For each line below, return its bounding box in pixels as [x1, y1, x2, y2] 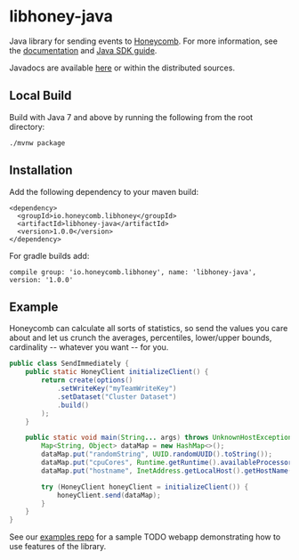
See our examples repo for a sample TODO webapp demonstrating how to [9, 532, 281, 542]
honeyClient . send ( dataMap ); [56, 491, 162, 499]
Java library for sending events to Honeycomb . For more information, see [9, 36, 279, 46]
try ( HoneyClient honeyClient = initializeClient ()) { [41, 483, 249, 491]
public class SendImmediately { [9, 359, 129, 369]
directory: [9, 121, 45, 132]
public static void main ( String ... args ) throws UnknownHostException [25, 434, 293, 442]
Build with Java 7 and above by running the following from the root [9, 111, 254, 122]
